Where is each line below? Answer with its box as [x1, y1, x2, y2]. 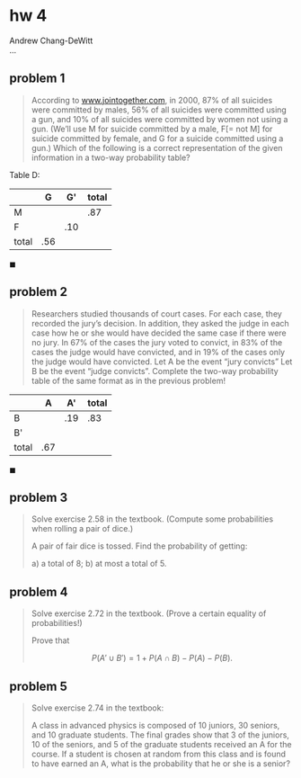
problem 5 [9, 678, 67, 693]
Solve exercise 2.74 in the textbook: [31, 702, 164, 713]
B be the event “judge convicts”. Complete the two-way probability [31, 365, 279, 376]
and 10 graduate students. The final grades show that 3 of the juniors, [31, 729, 290, 740]
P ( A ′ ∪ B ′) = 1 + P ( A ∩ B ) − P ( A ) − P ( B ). [91, 653, 234, 664]
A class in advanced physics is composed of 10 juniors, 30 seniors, [31, 720, 280, 730]
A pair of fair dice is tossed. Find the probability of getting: [31, 541, 248, 551]
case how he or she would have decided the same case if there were [31, 327, 287, 338]
